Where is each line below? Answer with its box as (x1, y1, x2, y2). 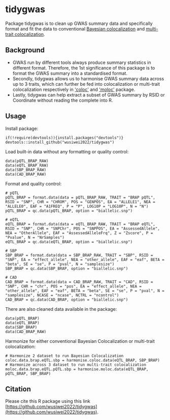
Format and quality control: (5, 180, 62, 186)
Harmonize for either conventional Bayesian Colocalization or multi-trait (5, 338, 155, 344)
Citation (5, 384, 31, 393)
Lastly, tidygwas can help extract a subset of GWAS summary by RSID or (12, 91, 165, 98)
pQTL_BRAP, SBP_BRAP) (5, 371, 51, 376)
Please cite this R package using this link (5, 398, 90, 404)
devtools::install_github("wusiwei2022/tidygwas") (5, 140, 115, 145)
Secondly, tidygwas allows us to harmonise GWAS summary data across (12, 75, 164, 82)
